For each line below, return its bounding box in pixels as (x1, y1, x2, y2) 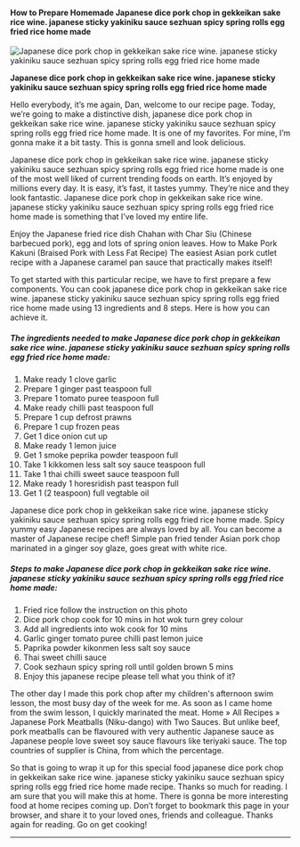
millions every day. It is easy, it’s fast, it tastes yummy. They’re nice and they (10, 183, 289, 193)
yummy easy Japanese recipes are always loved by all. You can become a (10, 524, 283, 535)
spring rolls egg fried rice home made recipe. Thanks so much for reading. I (10, 781, 288, 793)
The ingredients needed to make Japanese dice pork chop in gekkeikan (10, 333, 280, 343)
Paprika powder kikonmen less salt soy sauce (22, 643, 191, 654)
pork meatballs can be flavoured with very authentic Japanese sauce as (10, 727, 275, 737)
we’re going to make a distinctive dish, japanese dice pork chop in (10, 109, 253, 119)
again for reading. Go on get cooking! (10, 819, 148, 830)
